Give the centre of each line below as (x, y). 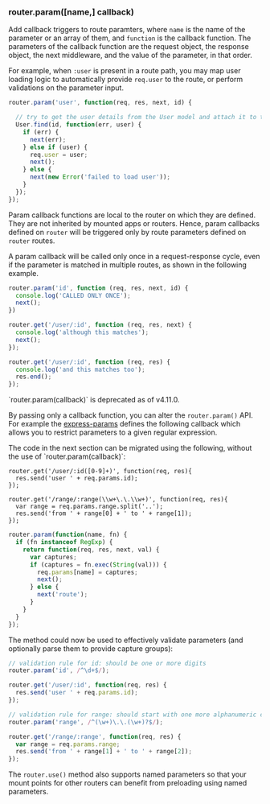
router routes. (32, 241)
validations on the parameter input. (66, 88)
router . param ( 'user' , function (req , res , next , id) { (100, 103)
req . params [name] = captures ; (88, 572)
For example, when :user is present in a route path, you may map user (125, 71)
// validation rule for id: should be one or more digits (107, 663)
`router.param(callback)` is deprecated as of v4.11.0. (94, 400)
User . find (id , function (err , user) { (79, 125)
